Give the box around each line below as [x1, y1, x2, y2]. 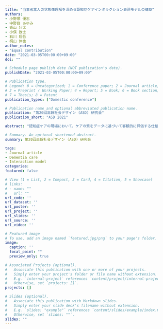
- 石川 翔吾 [5, 35, 27, 39]
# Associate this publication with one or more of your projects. [5, 267, 147, 272]
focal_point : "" [9, 249, 42, 255]
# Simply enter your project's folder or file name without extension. [5, 272, 158, 276]
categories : [5, 164, 29, 169]
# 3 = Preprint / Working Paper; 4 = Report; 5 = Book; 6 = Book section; [5, 88, 160, 93]
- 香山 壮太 [5, 25, 27, 30]
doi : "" [5, 57, 21, 62]
